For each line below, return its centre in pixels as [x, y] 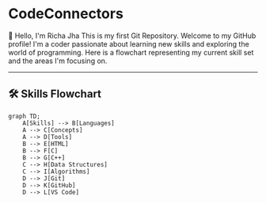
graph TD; [25, 116]
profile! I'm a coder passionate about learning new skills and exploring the [129, 43]
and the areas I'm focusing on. [58, 61]
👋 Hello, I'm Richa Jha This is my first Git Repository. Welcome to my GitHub [132, 36]
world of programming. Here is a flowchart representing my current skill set [131, 52]
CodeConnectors [66, 14]
